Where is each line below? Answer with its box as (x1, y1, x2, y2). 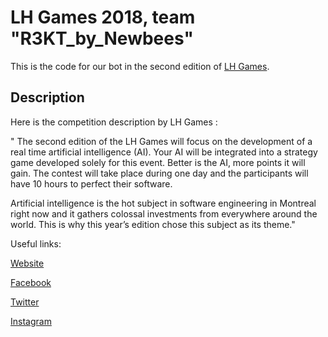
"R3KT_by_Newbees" (10, 27, 194, 50)
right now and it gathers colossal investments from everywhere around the (10, 207, 318, 220)
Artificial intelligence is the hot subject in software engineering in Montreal (10, 197, 317, 209)
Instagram (10, 315, 52, 327)
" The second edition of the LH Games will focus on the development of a (10, 135, 313, 147)
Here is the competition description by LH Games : (10, 116, 218, 128)
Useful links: (10, 237, 62, 250)
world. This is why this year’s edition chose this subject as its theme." (10, 218, 296, 230)
